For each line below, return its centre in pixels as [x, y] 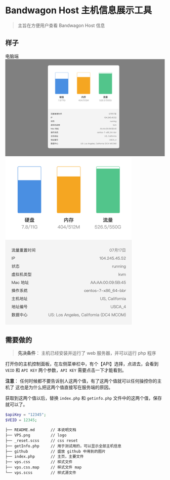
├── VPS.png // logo [36, 435]
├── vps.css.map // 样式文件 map [44, 467]
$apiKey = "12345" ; [26, 415]
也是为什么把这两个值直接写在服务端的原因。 [66, 387]
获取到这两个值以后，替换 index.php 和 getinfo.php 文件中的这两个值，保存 [83, 398]
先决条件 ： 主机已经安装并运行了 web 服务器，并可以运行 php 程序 [87, 353]
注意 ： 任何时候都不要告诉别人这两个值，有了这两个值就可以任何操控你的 [81, 381]
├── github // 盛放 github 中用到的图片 [56, 451]
